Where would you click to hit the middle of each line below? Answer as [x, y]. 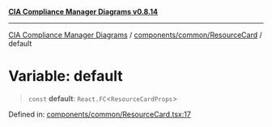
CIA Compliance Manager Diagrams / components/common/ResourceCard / [136, 35]
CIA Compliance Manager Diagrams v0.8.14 [83, 12]
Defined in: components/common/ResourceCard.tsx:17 [100, 114]
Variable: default [66, 76]
